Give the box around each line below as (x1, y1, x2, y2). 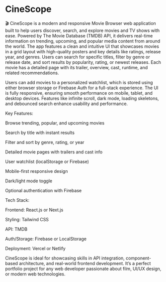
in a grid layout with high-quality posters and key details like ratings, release (5, 48, 161, 54)
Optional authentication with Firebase (5, 187, 82, 193)
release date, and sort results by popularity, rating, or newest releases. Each (5, 59, 162, 65)
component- (126, 255, 152, 261)
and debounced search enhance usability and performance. (5, 101, 128, 107)
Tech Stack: (5, 197, 30, 203)
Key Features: (5, 110, 33, 116)
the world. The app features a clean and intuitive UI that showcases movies (5, 43, 159, 49)
